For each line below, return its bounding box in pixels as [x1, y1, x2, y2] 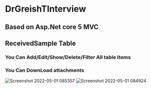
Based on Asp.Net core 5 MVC [5, 23, 99, 31]
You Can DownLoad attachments [5, 67, 84, 73]
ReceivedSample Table [5, 39, 76, 47]
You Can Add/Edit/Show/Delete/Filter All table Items [5, 53, 131, 60]
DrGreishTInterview [5, 3, 86, 15]
